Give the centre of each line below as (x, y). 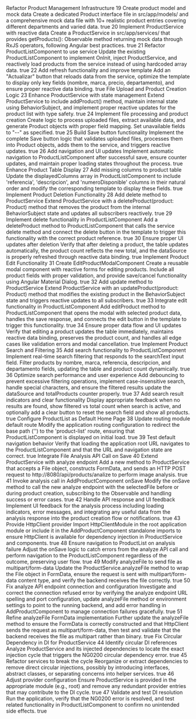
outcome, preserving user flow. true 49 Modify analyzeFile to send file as (94, 561)
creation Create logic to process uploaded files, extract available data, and (96, 120)
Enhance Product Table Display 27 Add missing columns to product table (94, 170)
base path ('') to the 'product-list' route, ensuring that (71, 431)
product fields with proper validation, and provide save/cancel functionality (97, 275)
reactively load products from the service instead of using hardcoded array (97, 64)
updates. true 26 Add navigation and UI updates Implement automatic (90, 151)
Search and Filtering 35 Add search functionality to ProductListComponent (96, 350)
